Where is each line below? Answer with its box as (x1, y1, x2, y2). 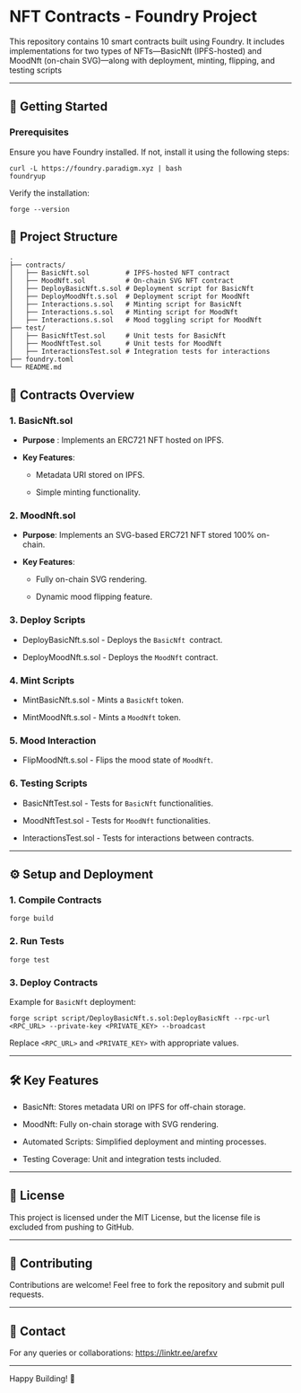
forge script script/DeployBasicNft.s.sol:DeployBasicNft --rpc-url (9, 1013, 271, 1023)
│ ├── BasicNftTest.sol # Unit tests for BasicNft (9, 331, 227, 340)
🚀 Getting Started (9, 99, 108, 114)
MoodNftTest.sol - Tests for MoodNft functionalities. (21, 815, 211, 825)
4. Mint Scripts (9, 674, 74, 686)
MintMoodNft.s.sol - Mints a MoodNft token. (21, 712, 182, 723)
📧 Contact (9, 1323, 66, 1339)
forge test (9, 955, 50, 965)
